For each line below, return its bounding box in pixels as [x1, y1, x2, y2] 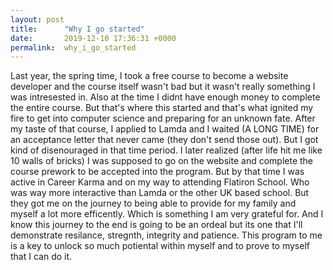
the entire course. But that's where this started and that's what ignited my [10, 102, 314, 114]
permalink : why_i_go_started [10, 42, 137, 53]
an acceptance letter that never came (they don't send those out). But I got [10, 134, 319, 146]
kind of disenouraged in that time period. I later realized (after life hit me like [10, 144, 323, 156]
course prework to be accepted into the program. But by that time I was [10, 166, 305, 178]
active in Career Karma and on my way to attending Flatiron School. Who [10, 176, 310, 188]
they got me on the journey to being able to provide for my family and [10, 197, 297, 210]
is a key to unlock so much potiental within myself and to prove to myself [10, 240, 310, 252]
